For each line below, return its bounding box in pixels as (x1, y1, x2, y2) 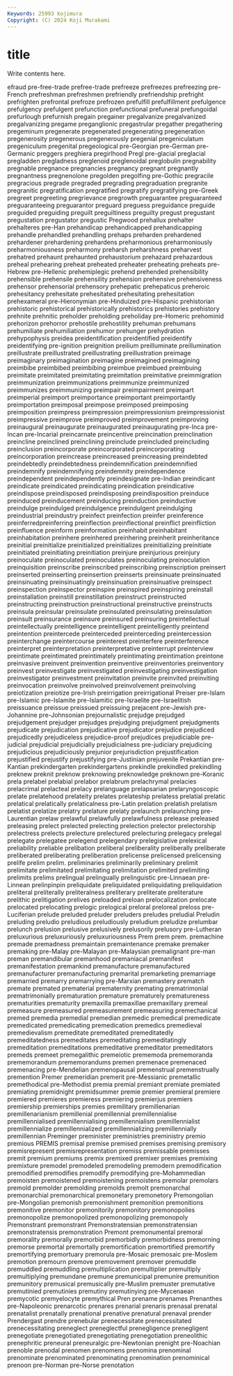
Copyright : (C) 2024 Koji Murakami (7, 17, 111, 24)
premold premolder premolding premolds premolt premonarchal (7, 1183, 191, 1192)
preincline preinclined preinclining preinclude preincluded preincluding (7, 437, 210, 446)
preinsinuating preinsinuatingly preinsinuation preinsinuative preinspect (7, 578, 212, 586)
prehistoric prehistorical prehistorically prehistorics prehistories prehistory (7, 305, 220, 313)
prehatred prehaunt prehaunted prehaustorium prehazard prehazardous (7, 253, 214, 261)
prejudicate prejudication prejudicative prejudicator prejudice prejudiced (7, 726, 215, 734)
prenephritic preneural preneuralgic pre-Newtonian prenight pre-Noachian (7, 1339, 221, 1347)
